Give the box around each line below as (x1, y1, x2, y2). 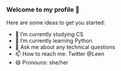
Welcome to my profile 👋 (6, 5, 80, 14)
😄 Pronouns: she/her (15, 59, 68, 66)
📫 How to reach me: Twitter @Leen (15, 51, 105, 58)
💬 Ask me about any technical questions (15, 43, 116, 51)
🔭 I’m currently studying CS (15, 31, 83, 38)
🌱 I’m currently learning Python (15, 37, 93, 45)
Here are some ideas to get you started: (6, 19, 106, 26)
